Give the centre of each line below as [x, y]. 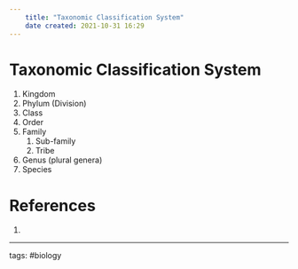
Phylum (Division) [54, 104]
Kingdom [39, 94]
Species [37, 170]
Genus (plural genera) [62, 160]
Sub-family [55, 141]
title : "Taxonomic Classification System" [105, 17]
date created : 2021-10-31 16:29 [85, 26]
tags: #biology [35, 256]
